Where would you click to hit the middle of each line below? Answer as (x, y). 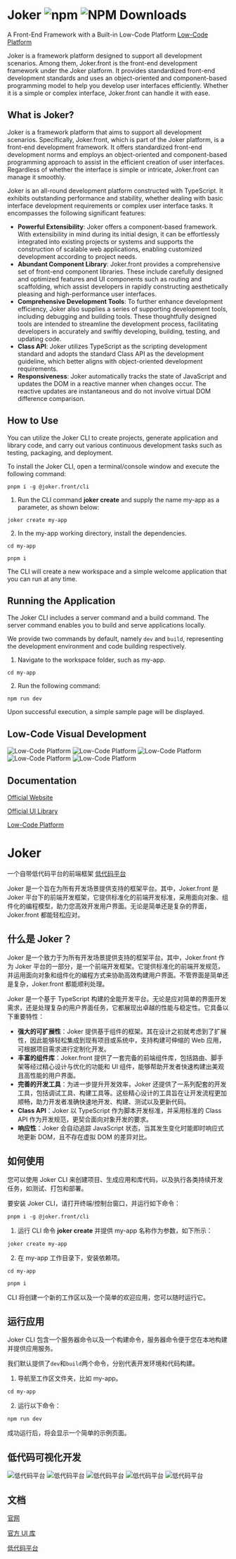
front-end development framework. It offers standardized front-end (105, 147)
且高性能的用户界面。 (48, 1075)
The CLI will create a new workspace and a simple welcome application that (117, 571)
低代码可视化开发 (44, 1457)
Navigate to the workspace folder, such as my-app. (92, 660)
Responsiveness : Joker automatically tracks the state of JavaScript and (122, 376)
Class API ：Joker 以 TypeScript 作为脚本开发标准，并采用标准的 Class (119, 1110)
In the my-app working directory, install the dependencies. (102, 533)
